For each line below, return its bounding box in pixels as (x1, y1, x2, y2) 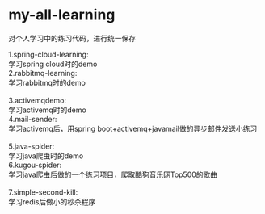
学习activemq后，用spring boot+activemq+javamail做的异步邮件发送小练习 (8, 124, 258, 133)
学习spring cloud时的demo (8, 59, 98, 69)
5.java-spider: (8, 141, 55, 151)
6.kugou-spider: (8, 160, 62, 170)
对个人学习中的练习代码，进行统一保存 (8, 33, 136, 43)
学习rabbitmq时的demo (8, 78, 86, 87)
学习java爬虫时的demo (8, 151, 84, 161)
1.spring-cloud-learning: (8, 49, 89, 59)
